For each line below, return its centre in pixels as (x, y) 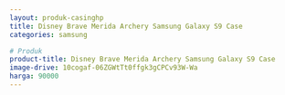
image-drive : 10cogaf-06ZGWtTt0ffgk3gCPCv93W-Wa (104, 68)
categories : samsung (49, 34)
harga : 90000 (34, 76)
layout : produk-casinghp (57, 18)
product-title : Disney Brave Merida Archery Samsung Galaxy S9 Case (142, 60)
